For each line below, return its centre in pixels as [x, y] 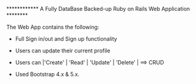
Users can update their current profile [63, 51]
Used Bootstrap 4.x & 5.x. [47, 74]
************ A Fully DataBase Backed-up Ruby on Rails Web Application [98, 9]
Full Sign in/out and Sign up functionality [66, 39]
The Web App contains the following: [53, 27]
